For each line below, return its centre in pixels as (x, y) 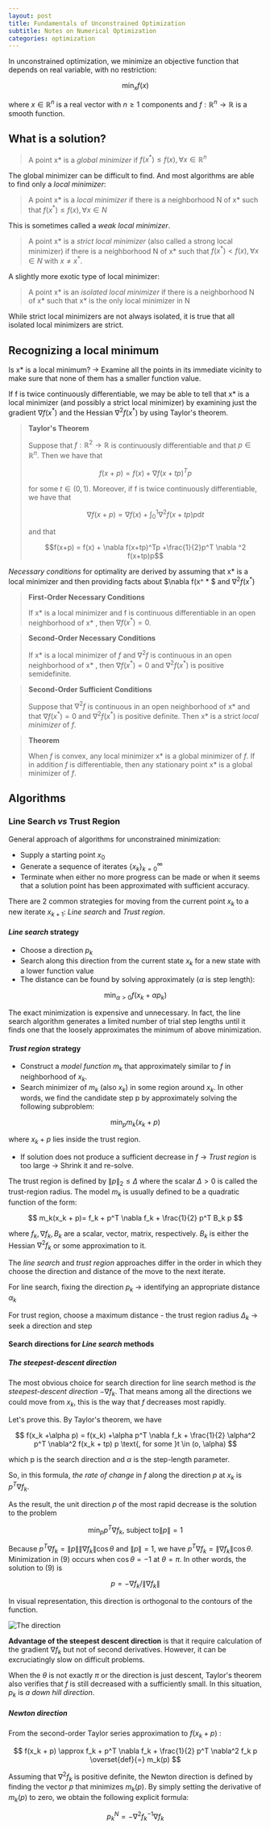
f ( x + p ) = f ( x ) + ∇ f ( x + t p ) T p (145, 472)
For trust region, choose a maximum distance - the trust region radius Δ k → (133, 1316)
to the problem (33, 1513)
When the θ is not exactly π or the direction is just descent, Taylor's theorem (135, 1676)
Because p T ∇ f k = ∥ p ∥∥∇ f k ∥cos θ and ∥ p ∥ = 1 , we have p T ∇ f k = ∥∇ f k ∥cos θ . (131, 1549)
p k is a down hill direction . (52, 1693)
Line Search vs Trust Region (64, 821)
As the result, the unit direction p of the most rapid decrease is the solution (133, 1504)
